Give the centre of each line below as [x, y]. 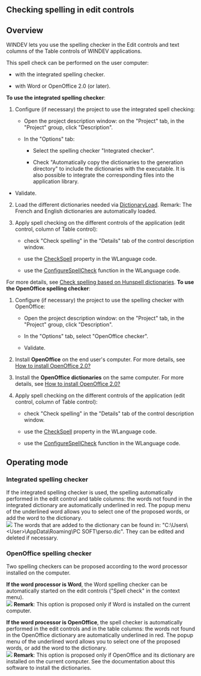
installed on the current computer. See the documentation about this [91, 662]
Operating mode [37, 462]
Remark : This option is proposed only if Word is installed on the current [102, 604]
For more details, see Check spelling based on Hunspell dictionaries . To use [100, 282]
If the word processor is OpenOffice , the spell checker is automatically [94, 623]
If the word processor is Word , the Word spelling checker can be [87, 585]
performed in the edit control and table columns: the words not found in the [99, 499]
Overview [25, 30]
